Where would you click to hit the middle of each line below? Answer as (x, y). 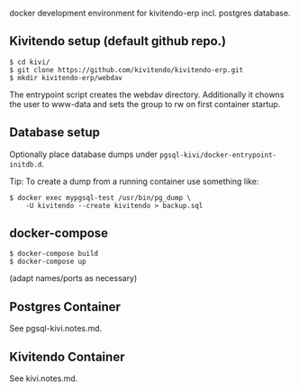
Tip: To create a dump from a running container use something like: (134, 181)
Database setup (55, 133)
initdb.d (26, 164)
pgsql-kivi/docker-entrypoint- (218, 155)
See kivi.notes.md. (44, 378)
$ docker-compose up (48, 262)
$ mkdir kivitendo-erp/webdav (66, 77)
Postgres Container (65, 307)
